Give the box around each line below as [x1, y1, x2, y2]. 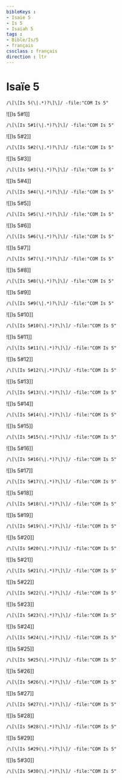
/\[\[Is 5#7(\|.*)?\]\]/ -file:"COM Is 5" [6, 256, 114, 262]
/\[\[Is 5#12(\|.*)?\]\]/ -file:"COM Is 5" [6, 367, 117, 373]
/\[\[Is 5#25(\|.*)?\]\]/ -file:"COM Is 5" [6, 657, 117, 663]
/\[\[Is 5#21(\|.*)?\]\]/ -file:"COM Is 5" [6, 567, 117, 574]
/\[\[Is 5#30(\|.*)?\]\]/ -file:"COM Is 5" [6, 768, 117, 774]
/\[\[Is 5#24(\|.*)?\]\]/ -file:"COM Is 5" [6, 634, 117, 640]
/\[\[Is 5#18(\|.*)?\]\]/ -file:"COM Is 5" [6, 501, 117, 507]
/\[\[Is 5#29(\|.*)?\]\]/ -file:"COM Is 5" [6, 746, 117, 752]
